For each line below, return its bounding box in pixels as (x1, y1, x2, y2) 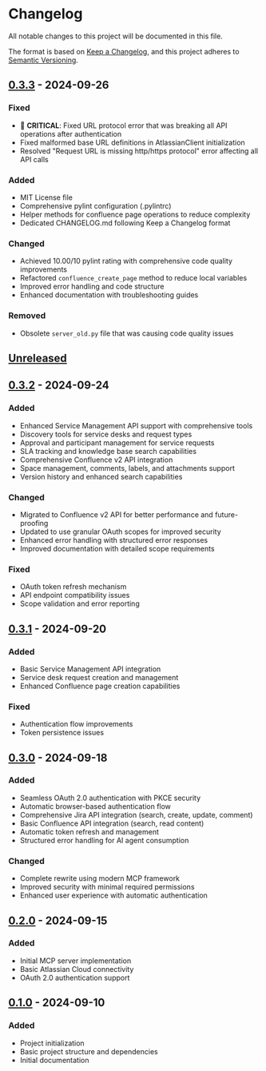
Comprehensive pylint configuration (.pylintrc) (19, 201, 172, 210)
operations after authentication (19, 129, 122, 138)
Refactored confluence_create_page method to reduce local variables (19, 273, 248, 283)
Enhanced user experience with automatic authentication (19, 890, 208, 900)
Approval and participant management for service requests (19, 437, 215, 448)
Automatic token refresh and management (19, 826, 160, 836)
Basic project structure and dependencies (19, 1046, 158, 1056)
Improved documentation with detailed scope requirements (19, 543, 215, 553)
